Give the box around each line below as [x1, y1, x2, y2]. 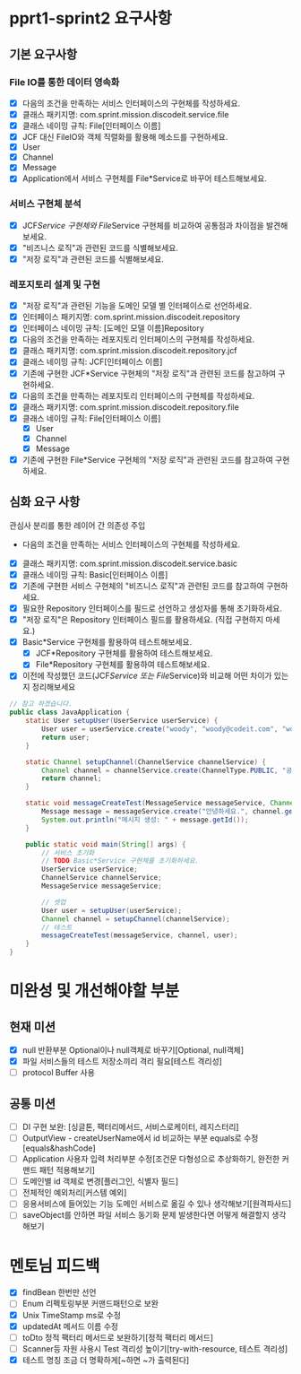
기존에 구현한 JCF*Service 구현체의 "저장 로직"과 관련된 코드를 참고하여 [21, 368, 276, 378]
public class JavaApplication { [9, 708, 130, 717]
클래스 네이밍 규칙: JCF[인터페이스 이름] [21, 356, 163, 368]
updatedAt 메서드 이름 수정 [21, 1320, 119, 1332]
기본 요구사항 [9, 47, 78, 62]
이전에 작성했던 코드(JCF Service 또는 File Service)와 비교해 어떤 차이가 [21, 670, 272, 682]
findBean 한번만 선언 [21, 1287, 97, 1298]
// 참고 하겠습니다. [9, 700, 73, 709]
